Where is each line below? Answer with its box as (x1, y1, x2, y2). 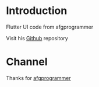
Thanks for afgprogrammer (6, 74, 71, 81)
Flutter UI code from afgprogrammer (6, 23, 94, 30)
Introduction (6, 4, 68, 18)
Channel (6, 55, 48, 68)
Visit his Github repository (6, 34, 68, 41)
